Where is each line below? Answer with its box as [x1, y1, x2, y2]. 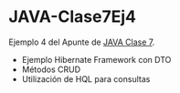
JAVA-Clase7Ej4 [8, 6, 136, 27]
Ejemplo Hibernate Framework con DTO [21, 54, 172, 65]
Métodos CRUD [21, 64, 81, 75]
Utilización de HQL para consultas [21, 73, 151, 84]
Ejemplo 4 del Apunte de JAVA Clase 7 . [8, 36, 155, 47]
